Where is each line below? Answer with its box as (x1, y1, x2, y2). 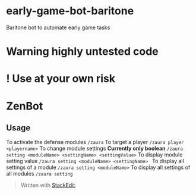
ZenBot (6, 99, 43, 112)
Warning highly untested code (6, 45, 159, 58)
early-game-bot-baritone (6, 4, 134, 18)
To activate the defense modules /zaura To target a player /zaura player (6, 139, 184, 146)
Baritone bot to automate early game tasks (6, 24, 110, 31)
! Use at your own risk (6, 72, 116, 86)
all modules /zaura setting (6, 170, 73, 177)
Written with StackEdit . (20, 182, 77, 189)
